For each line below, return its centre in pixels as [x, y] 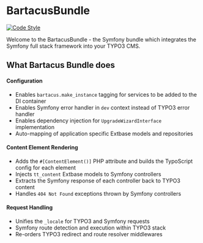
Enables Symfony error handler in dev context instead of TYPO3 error [102, 107]
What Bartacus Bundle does [61, 65]
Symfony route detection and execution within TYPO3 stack [90, 228]
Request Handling [30, 207]
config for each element [46, 167]
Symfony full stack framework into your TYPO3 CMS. [73, 46]
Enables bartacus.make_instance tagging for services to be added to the [106, 94]
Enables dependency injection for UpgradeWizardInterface [88, 121]
